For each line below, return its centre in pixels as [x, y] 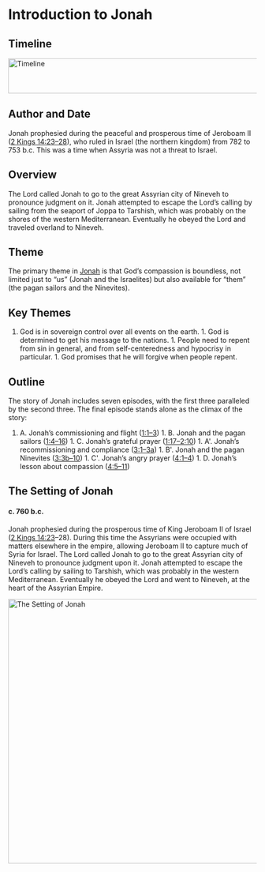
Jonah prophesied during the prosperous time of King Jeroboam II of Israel [130, 529]
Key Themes [40, 312]
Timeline [30, 44]
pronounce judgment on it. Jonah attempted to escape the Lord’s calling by [130, 202]
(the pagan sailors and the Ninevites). [69, 288]
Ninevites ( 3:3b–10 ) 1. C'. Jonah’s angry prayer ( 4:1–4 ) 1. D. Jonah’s [128, 458]
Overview [33, 175]
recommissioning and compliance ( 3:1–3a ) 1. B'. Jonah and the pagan [132, 450]
